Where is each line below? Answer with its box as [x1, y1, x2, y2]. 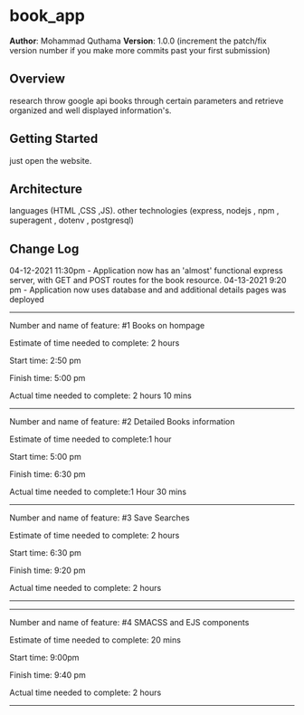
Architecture [9, 181, 83, 196]
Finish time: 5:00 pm [9, 373, 86, 384]
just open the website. [9, 155, 92, 166]
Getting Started [9, 131, 99, 147]
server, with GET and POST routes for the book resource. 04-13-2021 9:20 [9, 275, 287, 286]
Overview [9, 71, 66, 87]
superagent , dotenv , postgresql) [9, 214, 134, 226]
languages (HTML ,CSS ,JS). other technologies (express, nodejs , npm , [9, 205, 280, 216]
